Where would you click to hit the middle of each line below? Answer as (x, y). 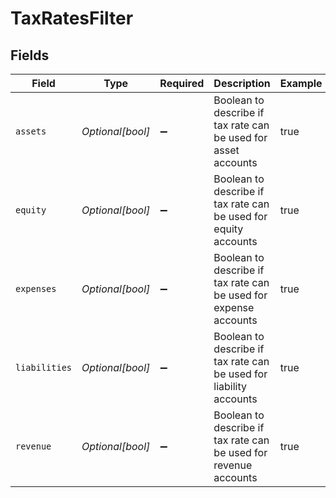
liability (230, 386)
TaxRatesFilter (72, 18)
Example (301, 83)
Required (182, 83)
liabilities (44, 367)
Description (242, 83)
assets (31, 131)
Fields (30, 55)
